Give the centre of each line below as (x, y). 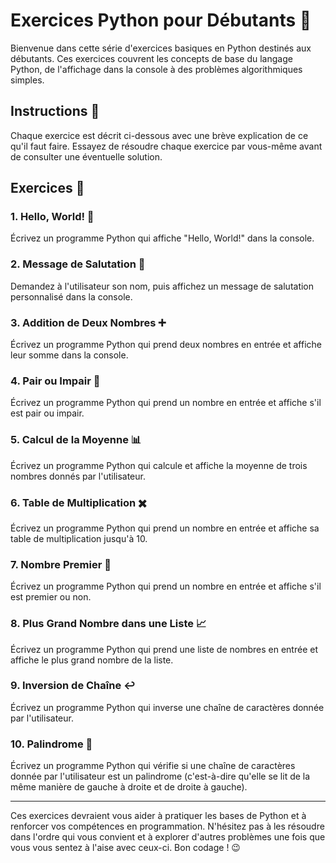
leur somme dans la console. (69, 355)
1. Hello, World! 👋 (52, 217)
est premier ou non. (51, 597)
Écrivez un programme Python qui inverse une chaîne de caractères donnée (167, 707)
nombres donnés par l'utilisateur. (78, 476)
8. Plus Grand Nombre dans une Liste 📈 (108, 624)
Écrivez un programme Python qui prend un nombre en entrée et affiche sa (165, 528)
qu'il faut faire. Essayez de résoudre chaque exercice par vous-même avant (166, 146)
